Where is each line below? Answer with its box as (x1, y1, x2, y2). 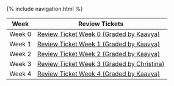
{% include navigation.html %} (6, 5, 84, 12)
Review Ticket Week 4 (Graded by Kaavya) (37, 70, 161, 78)
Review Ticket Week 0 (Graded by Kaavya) (37, 30, 161, 38)
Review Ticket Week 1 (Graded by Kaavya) (37, 40, 161, 48)
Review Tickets (78, 20, 124, 28)
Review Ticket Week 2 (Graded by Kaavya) (37, 50, 161, 58)
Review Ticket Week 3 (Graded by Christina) (37, 60, 165, 68)
